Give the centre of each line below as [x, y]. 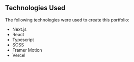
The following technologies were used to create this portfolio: [67, 20]
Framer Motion [27, 50]
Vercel [19, 55]
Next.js [19, 29]
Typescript [23, 40]
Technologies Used [35, 8]
